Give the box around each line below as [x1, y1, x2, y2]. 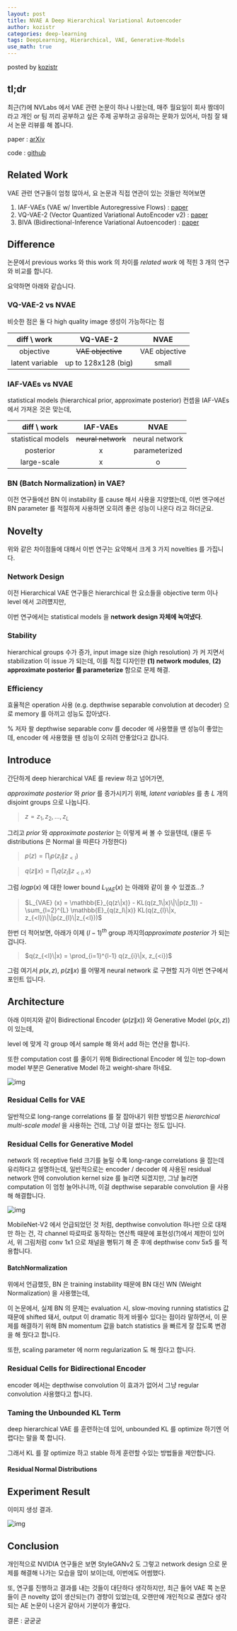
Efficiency [7, 683, 44, 693]
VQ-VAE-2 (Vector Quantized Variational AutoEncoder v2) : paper [17, 210, 209, 219]
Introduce [7, 754, 52, 766]
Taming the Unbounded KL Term [7, 1407, 121, 1417]
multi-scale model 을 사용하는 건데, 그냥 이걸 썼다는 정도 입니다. [7, 1120, 186, 1130]
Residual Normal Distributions [7, 1465, 98, 1474]
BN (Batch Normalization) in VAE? [7, 478, 126, 488]
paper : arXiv [7, 135, 45, 143]
